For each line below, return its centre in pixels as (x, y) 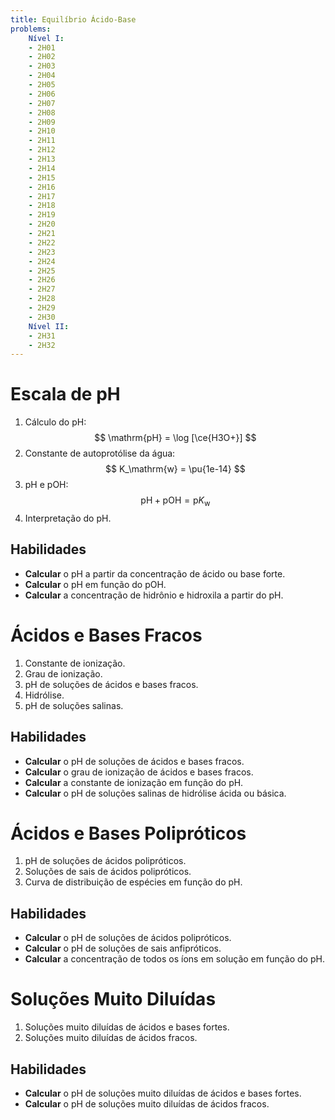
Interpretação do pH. (68, 518)
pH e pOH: (46, 485)
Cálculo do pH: (55, 422)
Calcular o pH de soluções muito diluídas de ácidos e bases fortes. (163, 1093)
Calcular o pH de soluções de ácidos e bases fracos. (134, 761)
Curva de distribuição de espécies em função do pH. (133, 882)
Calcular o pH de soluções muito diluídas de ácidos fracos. (147, 1104)
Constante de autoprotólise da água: (100, 453)
